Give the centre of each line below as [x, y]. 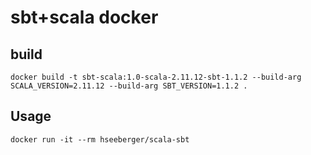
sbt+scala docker [84, 17]
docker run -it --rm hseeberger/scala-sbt [100, 139]
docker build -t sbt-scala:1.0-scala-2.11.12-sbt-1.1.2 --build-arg [156, 77]
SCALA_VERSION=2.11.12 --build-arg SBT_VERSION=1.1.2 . [129, 86]
